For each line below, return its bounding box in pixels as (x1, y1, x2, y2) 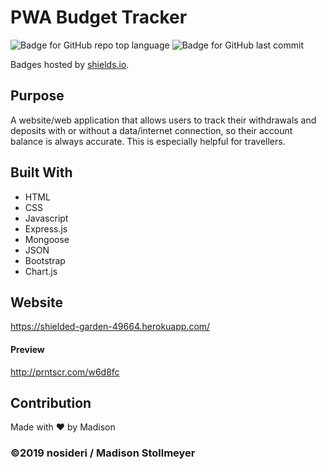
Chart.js (24, 265, 58, 277)
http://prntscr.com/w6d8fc (10, 366, 120, 378)
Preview (10, 343, 45, 355)
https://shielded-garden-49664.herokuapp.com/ (10, 321, 211, 333)
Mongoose (24, 233, 70, 245)
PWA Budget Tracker (10, 6, 188, 29)
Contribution (10, 394, 92, 411)
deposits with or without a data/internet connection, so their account (10, 124, 293, 136)
